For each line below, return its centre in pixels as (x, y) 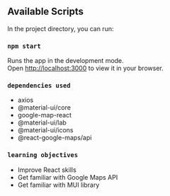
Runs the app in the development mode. (66, 61)
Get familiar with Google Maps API (68, 177)
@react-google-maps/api (55, 138)
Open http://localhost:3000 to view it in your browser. (86, 68)
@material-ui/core (44, 108)
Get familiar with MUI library (58, 185)
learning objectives (43, 155)
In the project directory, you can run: (61, 28)
